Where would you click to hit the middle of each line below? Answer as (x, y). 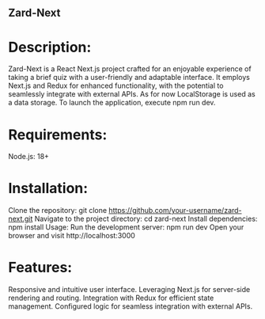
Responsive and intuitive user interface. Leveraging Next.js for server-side (129, 290)
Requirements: (58, 135)
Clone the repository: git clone (58, 211)
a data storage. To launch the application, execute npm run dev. (112, 103)
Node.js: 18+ (29, 157)
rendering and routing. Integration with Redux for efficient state (111, 298)
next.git (21, 219)
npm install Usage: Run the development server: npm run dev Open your (126, 227)
